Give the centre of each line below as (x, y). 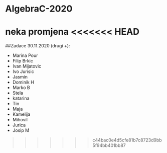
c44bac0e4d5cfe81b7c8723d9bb (127, 140)
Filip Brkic (23, 61)
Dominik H (23, 82)
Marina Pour (25, 55)
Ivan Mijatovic (27, 66)
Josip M (21, 130)
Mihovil (20, 120)
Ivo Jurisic (23, 71)
